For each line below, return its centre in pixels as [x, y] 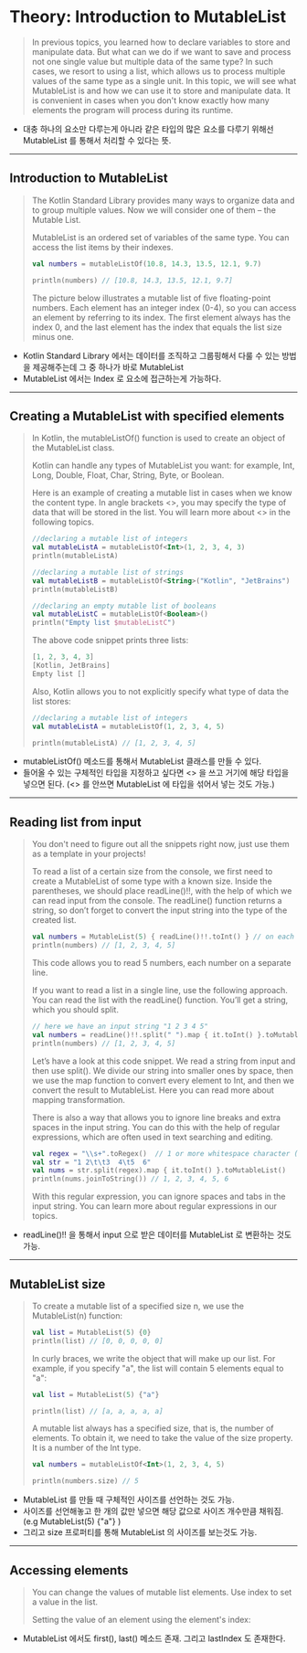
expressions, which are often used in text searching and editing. [152, 1137]
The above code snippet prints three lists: [110, 641]
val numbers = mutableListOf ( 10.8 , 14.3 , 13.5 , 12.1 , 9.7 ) [147, 264]
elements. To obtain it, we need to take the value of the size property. [163, 1438]
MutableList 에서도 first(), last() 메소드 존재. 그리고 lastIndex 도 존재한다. [154, 1638]
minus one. [53, 336]
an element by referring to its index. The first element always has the [161, 317]
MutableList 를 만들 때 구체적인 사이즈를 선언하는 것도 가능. [128, 1499]
